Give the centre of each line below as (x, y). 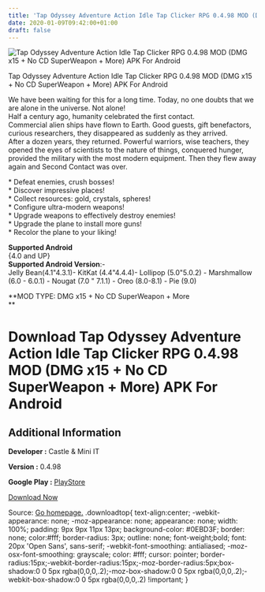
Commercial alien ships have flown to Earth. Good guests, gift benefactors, (130, 125)
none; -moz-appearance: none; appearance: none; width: (144, 521)
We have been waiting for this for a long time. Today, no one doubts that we (131, 100)
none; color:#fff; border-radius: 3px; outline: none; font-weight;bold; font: (127, 538)
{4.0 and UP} (29, 256)
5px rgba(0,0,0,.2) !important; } (138, 579)
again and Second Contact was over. (68, 167)
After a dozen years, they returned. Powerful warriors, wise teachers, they (129, 142)
